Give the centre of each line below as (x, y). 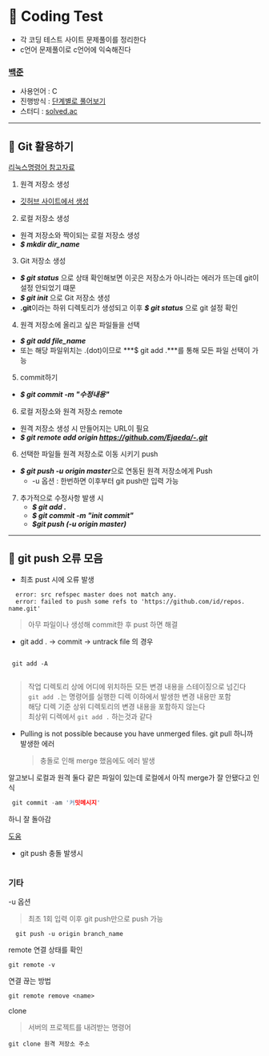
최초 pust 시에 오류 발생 (57, 579)
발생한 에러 (37, 743)
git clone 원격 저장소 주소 (49, 1044)
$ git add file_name (53, 341)
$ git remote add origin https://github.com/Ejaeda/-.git (114, 438)
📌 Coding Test (56, 16)
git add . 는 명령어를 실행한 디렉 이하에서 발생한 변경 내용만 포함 (129, 697)
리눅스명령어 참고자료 (42, 167)
